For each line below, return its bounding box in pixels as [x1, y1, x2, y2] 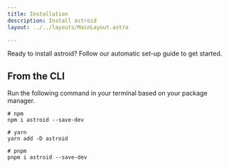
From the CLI [7, 70, 65, 82]
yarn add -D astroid [7, 135, 69, 142]
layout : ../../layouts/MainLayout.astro [7, 23, 129, 31]
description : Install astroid [7, 17, 97, 24]
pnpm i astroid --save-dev [7, 154, 87, 161]
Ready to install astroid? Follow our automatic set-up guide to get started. [7, 49, 223, 58]
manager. [7, 97, 36, 105]
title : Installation [7, 10, 69, 18]
